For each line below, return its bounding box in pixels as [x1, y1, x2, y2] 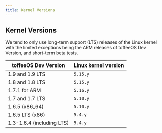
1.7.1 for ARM [8, 87, 41, 94]
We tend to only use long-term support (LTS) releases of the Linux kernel [5, 39, 157, 45]
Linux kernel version [74, 62, 124, 69]
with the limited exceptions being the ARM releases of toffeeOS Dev [5, 45, 146, 51]
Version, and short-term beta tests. [5, 50, 78, 56]
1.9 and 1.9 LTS [8, 71, 46, 78]
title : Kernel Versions [5, 7, 56, 13]
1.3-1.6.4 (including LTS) [8, 119, 69, 126]
